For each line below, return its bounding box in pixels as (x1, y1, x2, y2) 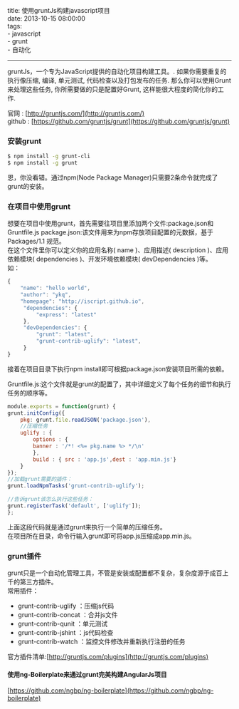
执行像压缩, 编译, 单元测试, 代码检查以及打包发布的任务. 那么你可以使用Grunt (7, 76, 231, 84)
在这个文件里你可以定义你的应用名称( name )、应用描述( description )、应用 (7, 246, 229, 254)
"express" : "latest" (36, 311, 97, 319)
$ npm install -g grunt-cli (7, 152, 91, 160)
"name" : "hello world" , (20, 284, 91, 292)
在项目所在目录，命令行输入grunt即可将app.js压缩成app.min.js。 (7, 532, 196, 540)
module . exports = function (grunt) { (7, 403, 116, 410)
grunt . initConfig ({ (7, 409, 65, 417)
